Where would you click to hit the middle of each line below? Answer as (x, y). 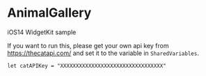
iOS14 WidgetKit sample (42, 32)
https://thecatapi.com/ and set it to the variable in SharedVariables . (103, 53)
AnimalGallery (49, 13)
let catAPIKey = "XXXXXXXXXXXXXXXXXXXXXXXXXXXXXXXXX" (87, 66)
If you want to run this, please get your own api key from (88, 45)
